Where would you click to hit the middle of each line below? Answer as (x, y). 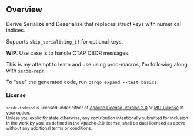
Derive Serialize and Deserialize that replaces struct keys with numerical (93, 24)
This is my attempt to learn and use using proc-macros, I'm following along (97, 64)
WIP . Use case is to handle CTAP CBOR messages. (68, 53)
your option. (18, 113)
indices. (16, 30)
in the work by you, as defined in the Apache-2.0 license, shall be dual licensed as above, (96, 123)
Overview (24, 10)
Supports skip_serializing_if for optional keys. (65, 41)
